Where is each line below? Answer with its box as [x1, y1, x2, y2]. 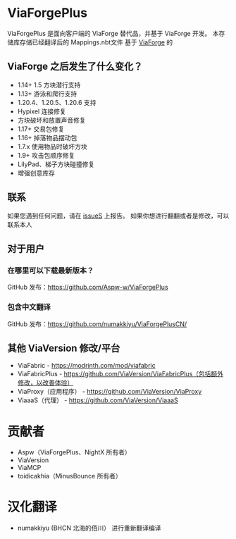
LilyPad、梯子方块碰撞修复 [17, 160, 95, 168]
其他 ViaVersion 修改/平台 [7, 342, 120, 354]
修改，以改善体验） [17, 378, 74, 387]
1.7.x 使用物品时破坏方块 [17, 142, 88, 151]
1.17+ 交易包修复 [17, 125, 65, 133]
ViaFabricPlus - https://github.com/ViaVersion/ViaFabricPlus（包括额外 [17, 370, 224, 378]
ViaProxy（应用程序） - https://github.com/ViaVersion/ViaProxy [17, 388, 202, 396]
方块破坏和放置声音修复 [17, 116, 86, 124]
